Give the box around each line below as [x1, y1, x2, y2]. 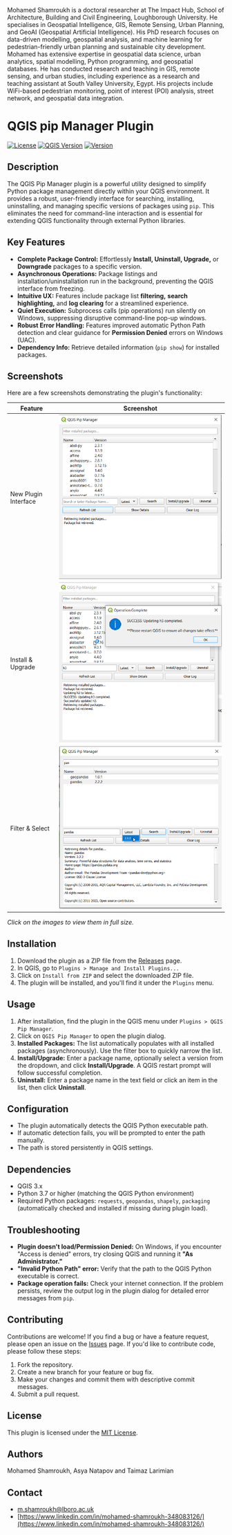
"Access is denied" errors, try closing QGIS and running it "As [17, 1249, 193, 1258]
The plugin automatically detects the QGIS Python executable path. [17, 1121, 209, 1130]
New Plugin [10, 489, 43, 498]
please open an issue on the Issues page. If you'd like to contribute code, [7, 1339, 216, 1348]
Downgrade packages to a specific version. [17, 262, 142, 271]
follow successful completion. [17, 1069, 103, 1077]
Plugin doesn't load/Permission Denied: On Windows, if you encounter [17, 1242, 222, 1251]
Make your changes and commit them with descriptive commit [17, 1375, 195, 1383]
